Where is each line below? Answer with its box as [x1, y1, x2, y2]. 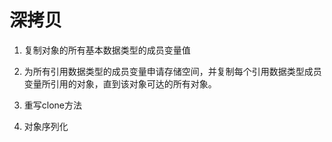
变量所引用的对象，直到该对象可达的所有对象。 [23, 77, 217, 90]
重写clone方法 [23, 99, 83, 111]
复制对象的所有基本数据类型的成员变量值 [23, 44, 191, 56]
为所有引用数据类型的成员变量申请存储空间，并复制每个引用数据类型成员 [23, 65, 322, 77]
